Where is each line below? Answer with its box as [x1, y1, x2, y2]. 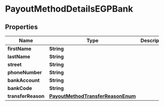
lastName [7, 53, 31, 60]
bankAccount [7, 77, 40, 84]
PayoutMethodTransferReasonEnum [49, 93, 136, 99]
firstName [7, 45, 32, 52]
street [7, 61, 22, 68]
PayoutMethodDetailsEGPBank [5, 3, 133, 15]
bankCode [7, 85, 33, 91]
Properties [5, 23, 38, 31]
